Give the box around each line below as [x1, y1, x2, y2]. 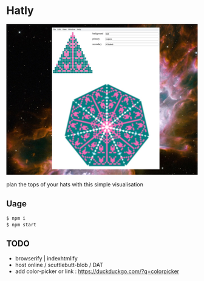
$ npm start [6, 222, 36, 228]
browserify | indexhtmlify [15, 254, 78, 262]
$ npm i [6, 215, 26, 222]
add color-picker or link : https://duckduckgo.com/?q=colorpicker [15, 268, 180, 275]
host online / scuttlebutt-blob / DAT [15, 261, 103, 268]
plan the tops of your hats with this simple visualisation [6, 181, 144, 188]
